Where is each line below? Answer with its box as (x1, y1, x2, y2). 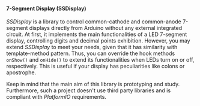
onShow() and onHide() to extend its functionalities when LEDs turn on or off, (6, 56, 195, 63)
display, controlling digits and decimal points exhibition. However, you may (6, 37, 190, 44)
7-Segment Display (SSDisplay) (6, 5, 86, 12)
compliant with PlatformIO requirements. (6, 93, 107, 101)
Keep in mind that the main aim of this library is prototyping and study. (6, 81, 180, 88)
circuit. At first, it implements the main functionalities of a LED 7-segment (6, 31, 187, 38)
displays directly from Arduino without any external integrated (29, 25, 182, 32)
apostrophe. (6, 69, 37, 76)
